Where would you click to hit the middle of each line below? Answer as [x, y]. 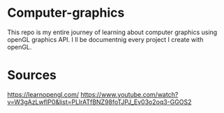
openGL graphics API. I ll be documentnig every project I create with [105, 39]
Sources [32, 75]
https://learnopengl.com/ [43, 94]
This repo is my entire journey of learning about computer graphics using [112, 32]
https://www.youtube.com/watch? [129, 94]
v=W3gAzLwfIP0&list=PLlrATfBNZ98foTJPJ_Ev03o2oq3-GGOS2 [99, 102]
